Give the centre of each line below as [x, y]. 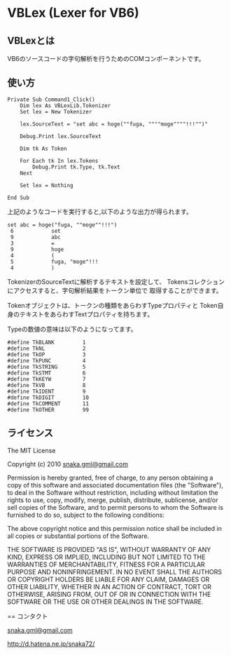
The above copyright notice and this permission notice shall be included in [114, 528]
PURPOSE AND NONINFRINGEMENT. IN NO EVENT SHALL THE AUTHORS [115, 572]
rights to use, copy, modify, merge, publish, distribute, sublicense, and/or [113, 500]
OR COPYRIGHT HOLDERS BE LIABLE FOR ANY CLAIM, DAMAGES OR [108, 579]
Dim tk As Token [44, 149]
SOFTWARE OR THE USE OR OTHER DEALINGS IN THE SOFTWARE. [105, 602]
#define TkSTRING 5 [47, 367]
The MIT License [31, 450]
